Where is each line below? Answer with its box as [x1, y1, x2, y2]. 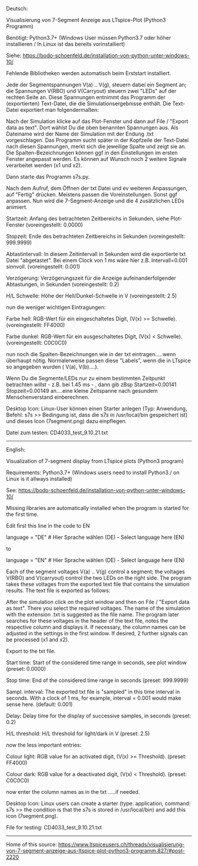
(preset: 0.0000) [6, 665, 46, 672]
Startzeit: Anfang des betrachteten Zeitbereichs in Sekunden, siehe [6, 215, 170, 222]
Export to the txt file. [6, 648, 56, 654]
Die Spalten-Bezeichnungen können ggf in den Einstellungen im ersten [6, 149, 178, 156]
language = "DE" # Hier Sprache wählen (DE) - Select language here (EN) [6, 534, 184, 541]
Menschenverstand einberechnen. [6, 393, 90, 400]
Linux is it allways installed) [6, 476, 72, 482]
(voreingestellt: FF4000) [6, 322, 65, 328]
